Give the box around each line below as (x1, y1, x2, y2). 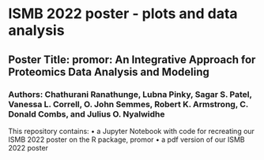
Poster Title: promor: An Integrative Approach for (8, 53, 256, 66)
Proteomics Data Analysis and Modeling (8, 65, 209, 79)
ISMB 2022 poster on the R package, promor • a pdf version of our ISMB (8, 135, 245, 144)
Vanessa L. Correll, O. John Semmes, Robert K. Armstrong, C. (8, 99, 249, 110)
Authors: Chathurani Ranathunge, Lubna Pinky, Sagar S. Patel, (8, 88, 252, 99)
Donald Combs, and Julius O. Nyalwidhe (8, 108, 165, 119)
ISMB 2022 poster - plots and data (8, 5, 239, 23)
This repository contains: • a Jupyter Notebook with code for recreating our (8, 126, 255, 136)
